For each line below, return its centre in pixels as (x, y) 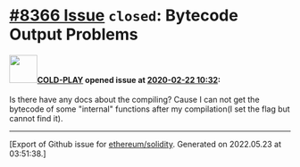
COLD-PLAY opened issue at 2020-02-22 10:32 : (129, 79)
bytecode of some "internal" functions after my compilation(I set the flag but (150, 109)
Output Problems (74, 34)
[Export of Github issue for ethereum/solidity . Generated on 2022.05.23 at (146, 145)
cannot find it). (36, 119)
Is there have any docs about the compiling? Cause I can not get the (135, 100)
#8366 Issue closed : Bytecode (124, 16)
